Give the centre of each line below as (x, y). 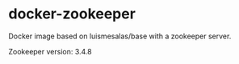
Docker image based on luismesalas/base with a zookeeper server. (120, 36)
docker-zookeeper (72, 14)
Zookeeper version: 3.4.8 (50, 51)
